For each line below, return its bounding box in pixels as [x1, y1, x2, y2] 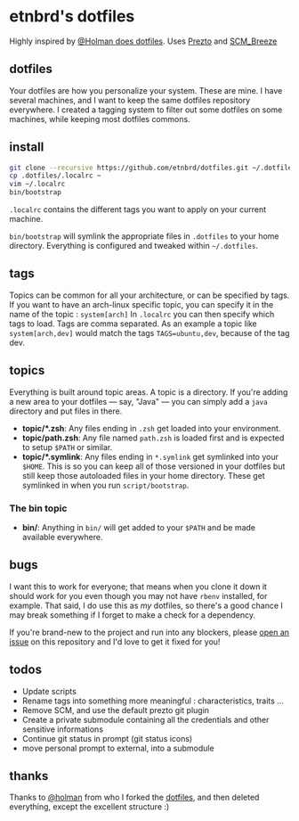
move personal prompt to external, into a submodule [21, 743, 215, 753]
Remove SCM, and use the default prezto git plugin [21, 704, 210, 715]
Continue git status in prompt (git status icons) [21, 733, 193, 743]
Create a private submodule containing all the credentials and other [21, 714, 270, 725]
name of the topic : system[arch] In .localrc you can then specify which [9, 308, 275, 319]
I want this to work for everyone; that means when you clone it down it [9, 581, 267, 592]
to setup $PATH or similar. [21, 441, 113, 452]
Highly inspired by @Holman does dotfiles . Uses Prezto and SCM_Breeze [9, 36, 278, 46]
